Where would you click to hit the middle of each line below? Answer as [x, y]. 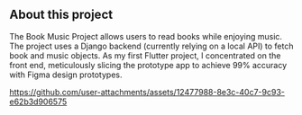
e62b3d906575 [38, 102]
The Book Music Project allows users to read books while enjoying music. [146, 36]
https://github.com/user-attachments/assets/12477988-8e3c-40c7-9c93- [147, 92]
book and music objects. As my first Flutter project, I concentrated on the [145, 55]
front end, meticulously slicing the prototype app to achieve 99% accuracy [148, 65]
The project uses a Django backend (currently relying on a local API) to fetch [151, 46]
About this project [61, 15]
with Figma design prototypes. [66, 75]
